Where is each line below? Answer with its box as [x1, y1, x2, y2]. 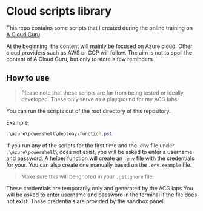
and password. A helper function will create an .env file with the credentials [6, 155, 195, 162]
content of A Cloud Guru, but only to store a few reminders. [6, 55, 155, 62]
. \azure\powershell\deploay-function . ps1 [6, 130, 113, 137]
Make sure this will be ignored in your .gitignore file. [21, 173, 155, 180]
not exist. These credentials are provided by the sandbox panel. [6, 197, 165, 204]
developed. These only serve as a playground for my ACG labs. [21, 95, 179, 102]
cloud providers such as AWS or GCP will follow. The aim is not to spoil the [6, 49, 193, 56]
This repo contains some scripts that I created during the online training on [6, 24, 193, 32]
